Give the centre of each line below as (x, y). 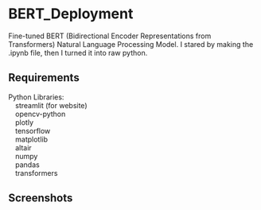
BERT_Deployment (71, 14)
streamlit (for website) (51, 105)
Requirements (44, 78)
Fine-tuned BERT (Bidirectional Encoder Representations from (110, 36)
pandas (27, 165)
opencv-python (41, 114)
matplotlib (31, 139)
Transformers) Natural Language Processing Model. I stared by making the (131, 44)
